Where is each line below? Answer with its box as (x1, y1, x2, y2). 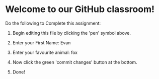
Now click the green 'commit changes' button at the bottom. (12, 59, 137, 65)
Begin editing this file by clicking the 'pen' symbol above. (12, 30, 131, 36)
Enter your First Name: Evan (12, 39, 71, 46)
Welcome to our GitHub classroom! (5, 4, 155, 15)
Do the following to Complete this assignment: (5, 20, 101, 26)
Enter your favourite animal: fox (12, 49, 78, 55)
